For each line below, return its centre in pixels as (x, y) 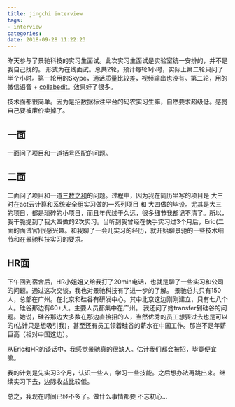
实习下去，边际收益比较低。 (53, 381)
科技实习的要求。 (62, 239)
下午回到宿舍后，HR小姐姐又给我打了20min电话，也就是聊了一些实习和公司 (115, 282)
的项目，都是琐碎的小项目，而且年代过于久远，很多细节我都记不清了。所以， (117, 213)
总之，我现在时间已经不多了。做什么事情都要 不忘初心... (87, 396)
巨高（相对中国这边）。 (40, 334)
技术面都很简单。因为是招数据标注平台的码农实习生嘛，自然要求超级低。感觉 (117, 102)
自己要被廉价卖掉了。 (38, 111)
